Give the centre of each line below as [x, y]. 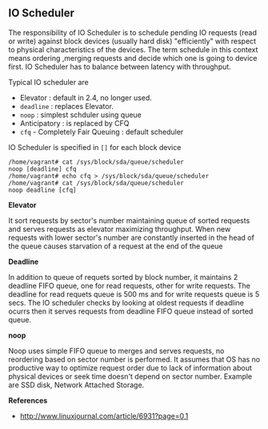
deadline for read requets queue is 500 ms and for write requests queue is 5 [134, 294]
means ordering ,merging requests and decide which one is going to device [133, 58]
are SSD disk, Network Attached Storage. [76, 385]
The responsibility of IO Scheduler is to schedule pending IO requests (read [133, 32]
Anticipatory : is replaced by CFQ [74, 123]
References [28, 400]
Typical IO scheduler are [49, 82]
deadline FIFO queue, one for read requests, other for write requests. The [129, 285]
